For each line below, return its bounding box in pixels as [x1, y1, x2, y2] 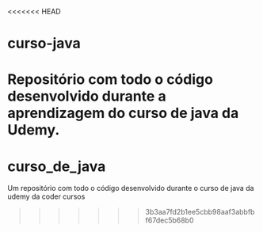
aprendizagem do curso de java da [7, 105, 239, 122]
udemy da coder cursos [7, 192, 86, 201]
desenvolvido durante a [7, 87, 167, 105]
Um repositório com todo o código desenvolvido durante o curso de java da [7, 184, 254, 193]
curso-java [7, 35, 81, 52]
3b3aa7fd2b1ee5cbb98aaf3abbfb [145, 207, 255, 217]
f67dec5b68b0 [145, 215, 195, 225]
